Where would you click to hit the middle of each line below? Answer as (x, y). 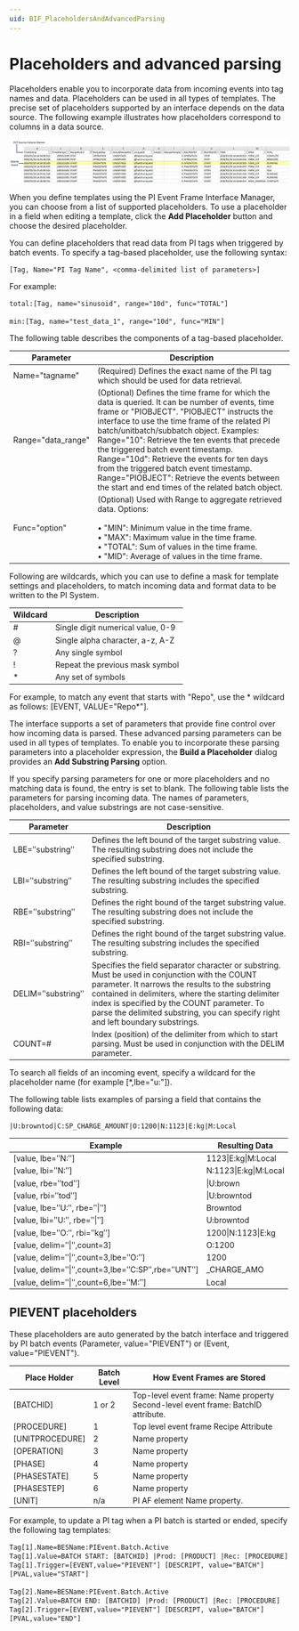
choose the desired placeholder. (68, 225)
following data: (36, 1109)
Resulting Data (246, 1145)
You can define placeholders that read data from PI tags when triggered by (146, 243)
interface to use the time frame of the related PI (184, 421)
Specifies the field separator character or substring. (186, 965)
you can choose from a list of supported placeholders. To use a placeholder (148, 207)
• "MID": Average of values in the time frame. (180, 556)
